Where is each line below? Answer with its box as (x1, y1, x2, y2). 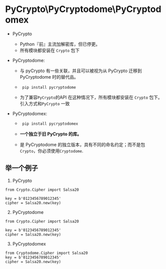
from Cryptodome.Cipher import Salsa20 (5, 250, 88, 255)
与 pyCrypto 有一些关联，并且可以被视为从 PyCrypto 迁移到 (19, 68, 142, 74)
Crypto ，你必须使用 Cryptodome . (19, 148, 84, 154)
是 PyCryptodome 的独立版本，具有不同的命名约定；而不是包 (19, 141, 146, 147)
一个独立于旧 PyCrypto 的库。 (19, 131, 82, 137)
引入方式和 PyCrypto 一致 (19, 100, 70, 106)
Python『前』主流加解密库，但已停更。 (19, 41, 101, 47)
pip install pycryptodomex (22, 121, 78, 126)
